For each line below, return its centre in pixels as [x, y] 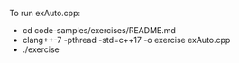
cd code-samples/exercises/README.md [99, 30]
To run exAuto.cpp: [45, 13]
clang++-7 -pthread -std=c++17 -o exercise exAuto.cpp [126, 40]
